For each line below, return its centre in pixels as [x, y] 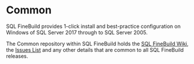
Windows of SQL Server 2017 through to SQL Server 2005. [77, 32]
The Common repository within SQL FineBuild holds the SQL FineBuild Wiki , [97, 44]
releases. [17, 56]
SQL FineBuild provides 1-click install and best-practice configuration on [93, 26]
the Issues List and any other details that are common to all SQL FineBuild [95, 49]
